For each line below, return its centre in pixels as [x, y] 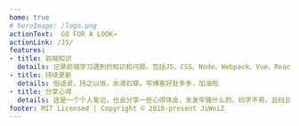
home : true [29, 17]
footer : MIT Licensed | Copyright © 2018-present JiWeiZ [117, 108]
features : [28, 51]
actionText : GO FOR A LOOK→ [63, 34]
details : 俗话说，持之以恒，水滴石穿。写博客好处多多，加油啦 [118, 83]
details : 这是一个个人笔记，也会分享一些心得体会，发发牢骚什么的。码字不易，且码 [151, 100]
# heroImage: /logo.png [53, 26]
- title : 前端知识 [41, 59]
